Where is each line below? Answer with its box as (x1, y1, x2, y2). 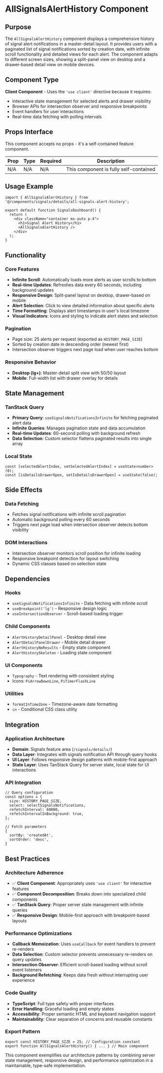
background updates (12, 287, 54, 293)
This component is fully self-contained (66, 166, 156, 173)
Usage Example (5, 182, 54, 191)
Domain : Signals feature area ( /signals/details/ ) (12, 746, 112, 752)
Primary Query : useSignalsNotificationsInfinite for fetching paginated (12, 415, 159, 421)
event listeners (12, 967, 42, 973)
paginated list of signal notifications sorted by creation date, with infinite (5, 46, 150, 52)
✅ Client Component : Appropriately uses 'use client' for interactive (12, 880, 152, 886)
